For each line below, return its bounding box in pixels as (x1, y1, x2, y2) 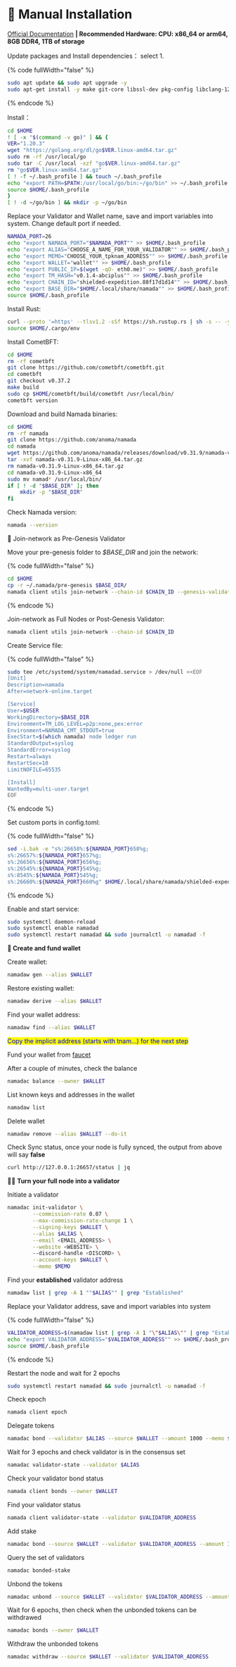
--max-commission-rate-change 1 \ (32, 1217, 133, 1224)
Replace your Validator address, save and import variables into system (7, 1302, 211, 1310)
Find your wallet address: (7, 1010, 81, 1019)
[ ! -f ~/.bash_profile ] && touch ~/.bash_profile (7, 172, 162, 180)
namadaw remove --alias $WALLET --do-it (7, 1130, 128, 1138)
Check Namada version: (7, 508, 77, 517)
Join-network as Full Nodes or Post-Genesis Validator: (7, 615, 165, 623)
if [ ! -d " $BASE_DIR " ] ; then (7, 482, 99, 489)
